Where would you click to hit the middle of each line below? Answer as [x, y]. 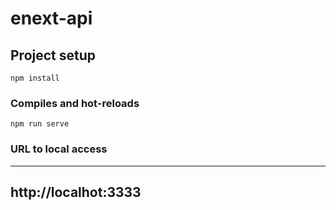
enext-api [51, 18]
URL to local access [59, 149]
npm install [35, 78]
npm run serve [40, 124]
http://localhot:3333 [76, 192]
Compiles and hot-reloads [75, 103]
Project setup [53, 55]
